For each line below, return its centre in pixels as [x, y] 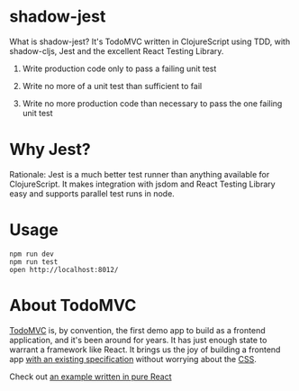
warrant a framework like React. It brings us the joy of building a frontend [145, 350]
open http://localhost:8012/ [64, 269]
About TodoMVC [73, 305]
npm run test [34, 262]
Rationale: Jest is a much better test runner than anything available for [140, 174]
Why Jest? [50, 150]
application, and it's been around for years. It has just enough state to [138, 340]
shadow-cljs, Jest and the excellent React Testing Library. [117, 50]
